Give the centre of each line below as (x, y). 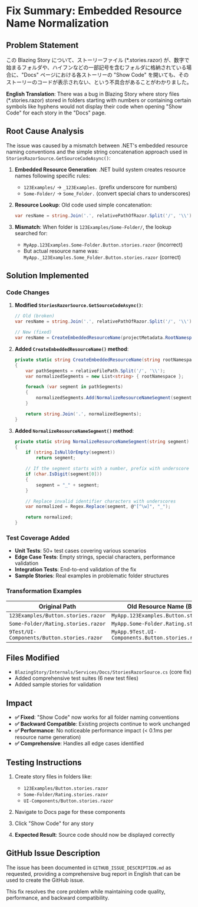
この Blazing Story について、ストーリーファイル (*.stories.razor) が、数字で (98, 60)
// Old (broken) (34, 316)
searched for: (31, 233)
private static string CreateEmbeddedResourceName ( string (87, 360)
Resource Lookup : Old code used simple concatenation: (83, 205)
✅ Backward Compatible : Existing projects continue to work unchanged (102, 724)
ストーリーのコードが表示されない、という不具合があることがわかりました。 (99, 82)
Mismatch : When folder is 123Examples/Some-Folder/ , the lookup (93, 227)
